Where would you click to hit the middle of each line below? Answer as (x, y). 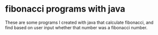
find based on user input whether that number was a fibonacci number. (76, 27)
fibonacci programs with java (65, 9)
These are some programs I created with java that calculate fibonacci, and (79, 22)
